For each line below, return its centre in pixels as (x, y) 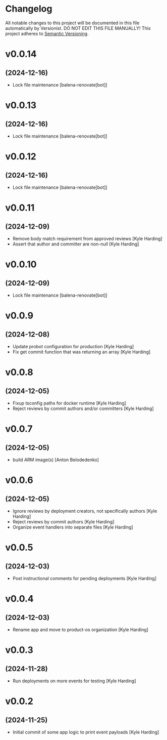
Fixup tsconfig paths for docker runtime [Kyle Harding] (69, 403)
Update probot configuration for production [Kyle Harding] (73, 346)
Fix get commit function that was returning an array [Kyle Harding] (81, 352)
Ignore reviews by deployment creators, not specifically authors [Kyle (85, 511)
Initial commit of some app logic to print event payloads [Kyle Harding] (86, 732)
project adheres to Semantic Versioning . (47, 33)
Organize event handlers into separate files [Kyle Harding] (73, 527)
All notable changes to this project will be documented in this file (72, 23)
